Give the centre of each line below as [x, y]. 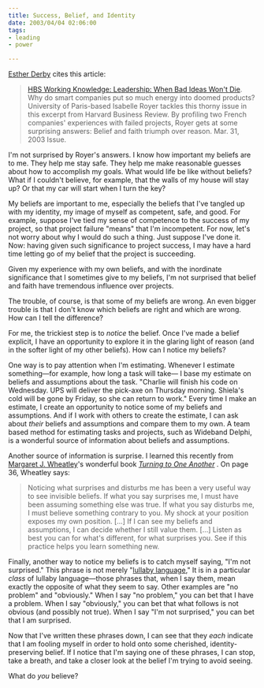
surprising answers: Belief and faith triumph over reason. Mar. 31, [133, 132]
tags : [17, 30]
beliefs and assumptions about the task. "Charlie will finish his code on [123, 382]
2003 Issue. [47, 139]
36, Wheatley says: [39, 473]
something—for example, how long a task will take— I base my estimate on [130, 374]
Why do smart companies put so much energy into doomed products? [141, 98]
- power [21, 45]
